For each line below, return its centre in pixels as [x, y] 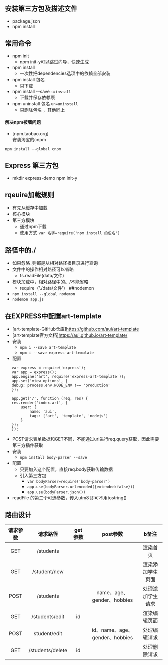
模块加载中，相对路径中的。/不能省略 [50, 282]
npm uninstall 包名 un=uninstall [45, 103]
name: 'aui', [43, 412]
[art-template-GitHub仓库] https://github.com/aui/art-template [76, 329]
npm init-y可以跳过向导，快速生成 [54, 62]
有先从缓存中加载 [30, 208]
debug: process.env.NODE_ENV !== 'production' [61, 386]
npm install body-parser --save [53, 458]
